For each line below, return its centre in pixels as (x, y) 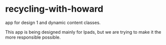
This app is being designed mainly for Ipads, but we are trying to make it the (83, 32)
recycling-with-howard (54, 9)
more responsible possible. (33, 37)
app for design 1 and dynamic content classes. (53, 22)
